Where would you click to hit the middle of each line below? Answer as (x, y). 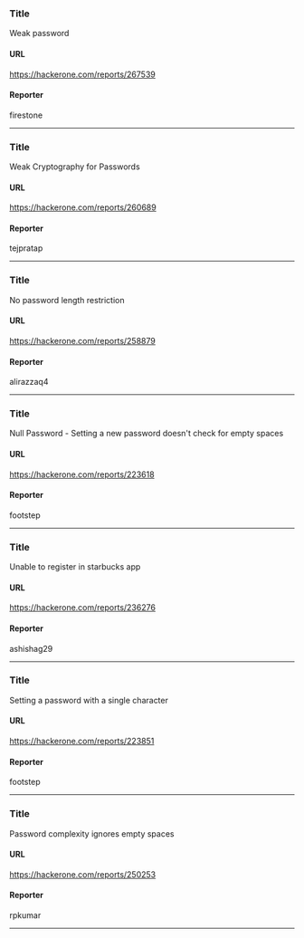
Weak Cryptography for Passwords (75, 167)
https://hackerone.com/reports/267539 (82, 74)
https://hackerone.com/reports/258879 (82, 340)
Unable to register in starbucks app (75, 567)
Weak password (39, 33)
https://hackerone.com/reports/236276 (83, 608)
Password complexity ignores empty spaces (92, 833)
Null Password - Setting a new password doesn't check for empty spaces (147, 434)
